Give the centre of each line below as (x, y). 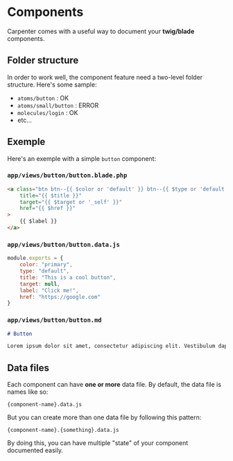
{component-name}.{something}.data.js (63, 430)
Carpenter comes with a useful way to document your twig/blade (101, 31)
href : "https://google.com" (60, 297)
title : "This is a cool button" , (68, 277)
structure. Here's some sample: (52, 85)
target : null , (40, 284)
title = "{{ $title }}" (51, 195)
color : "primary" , (46, 265)
